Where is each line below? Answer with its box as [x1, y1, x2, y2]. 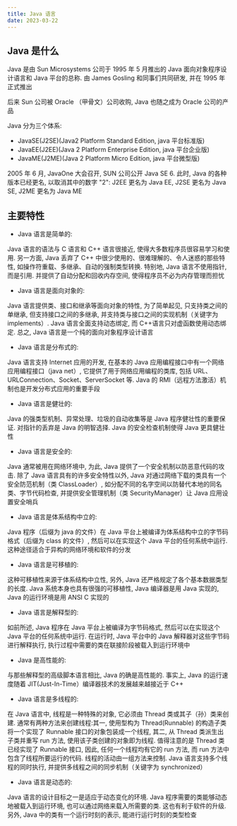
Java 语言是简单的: [17, 230, 73, 238]
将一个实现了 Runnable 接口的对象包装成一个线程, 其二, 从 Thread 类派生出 [7, 728, 224, 736]
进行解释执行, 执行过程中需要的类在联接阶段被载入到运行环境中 [7, 641, 190, 649]
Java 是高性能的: [17, 656, 67, 665]
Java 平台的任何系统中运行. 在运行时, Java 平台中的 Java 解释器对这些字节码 [7, 632, 230, 641]
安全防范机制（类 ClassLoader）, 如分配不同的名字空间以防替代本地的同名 [7, 480, 222, 489]
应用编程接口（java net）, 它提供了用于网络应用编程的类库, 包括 [7, 367, 192, 376]
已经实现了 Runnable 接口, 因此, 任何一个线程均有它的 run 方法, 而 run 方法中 [7, 745, 229, 754]
